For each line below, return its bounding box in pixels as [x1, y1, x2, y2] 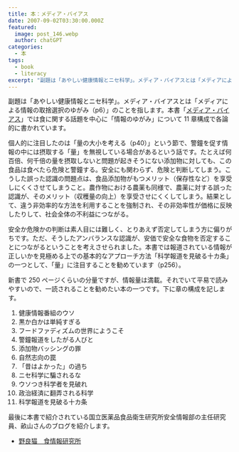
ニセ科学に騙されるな [18, 371, 81, 379]
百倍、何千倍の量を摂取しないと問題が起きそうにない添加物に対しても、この [8, 157, 232, 165]
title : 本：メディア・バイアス [8, 10, 89, 18]
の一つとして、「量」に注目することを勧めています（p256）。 [8, 261, 185, 269]
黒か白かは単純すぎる [18, 317, 81, 326]
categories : [8, 43, 43, 51]
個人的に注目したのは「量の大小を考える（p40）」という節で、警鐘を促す [8, 139, 223, 147]
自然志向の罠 [18, 353, 56, 362]
